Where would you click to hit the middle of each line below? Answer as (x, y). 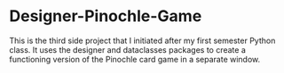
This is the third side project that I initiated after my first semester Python (142, 40)
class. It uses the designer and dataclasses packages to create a (128, 49)
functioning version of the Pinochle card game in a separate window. (135, 59)
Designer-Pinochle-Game (106, 16)
